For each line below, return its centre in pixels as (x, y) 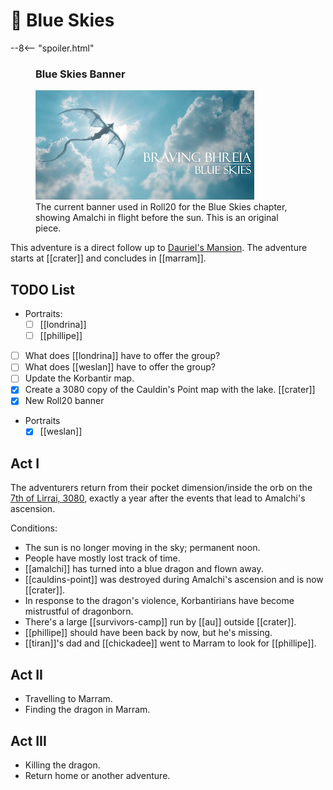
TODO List (42, 289)
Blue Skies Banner (80, 74)
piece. (48, 228)
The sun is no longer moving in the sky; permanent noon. (142, 548)
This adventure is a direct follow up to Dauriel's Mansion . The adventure (159, 248)
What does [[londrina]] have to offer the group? (122, 356)
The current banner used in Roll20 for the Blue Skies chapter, (161, 207)
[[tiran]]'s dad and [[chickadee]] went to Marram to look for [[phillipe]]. (170, 643)
